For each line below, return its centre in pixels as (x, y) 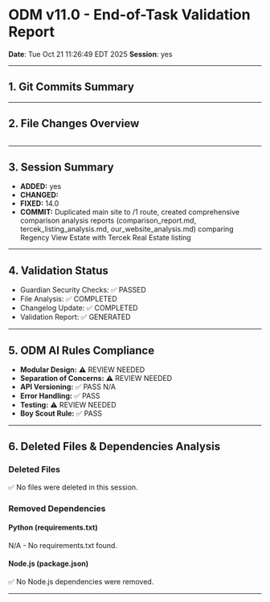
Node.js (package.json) (49, 563)
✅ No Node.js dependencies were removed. (81, 582)
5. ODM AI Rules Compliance (82, 350)
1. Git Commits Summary (72, 87)
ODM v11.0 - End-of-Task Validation (129, 15)
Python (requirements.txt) (53, 527)
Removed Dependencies (57, 508)
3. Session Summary (61, 167)
